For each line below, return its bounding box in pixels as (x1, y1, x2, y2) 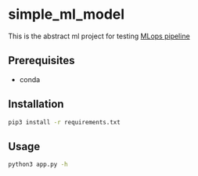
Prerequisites (8, 54, 75, 67)
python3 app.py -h (8, 160, 68, 169)
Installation (8, 98, 64, 111)
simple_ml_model (8, 5, 125, 23)
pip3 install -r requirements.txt (8, 118, 121, 126)
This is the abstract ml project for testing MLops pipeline (8, 31, 190, 41)
